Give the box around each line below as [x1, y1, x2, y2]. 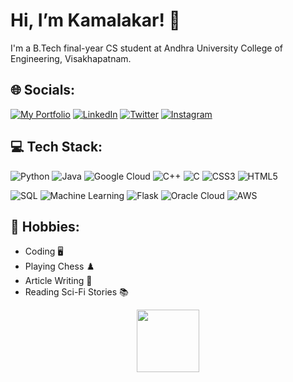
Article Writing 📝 [24, 275, 93, 287]
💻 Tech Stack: [10, 139, 103, 156]
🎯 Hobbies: [10, 218, 80, 235]
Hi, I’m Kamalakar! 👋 [10, 9, 181, 32]
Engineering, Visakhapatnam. [10, 52, 132, 64]
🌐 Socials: [10, 82, 76, 99]
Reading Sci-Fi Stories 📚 [24, 286, 129, 298]
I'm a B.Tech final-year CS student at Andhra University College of [10, 42, 284, 54]
